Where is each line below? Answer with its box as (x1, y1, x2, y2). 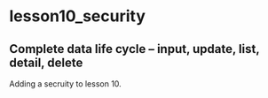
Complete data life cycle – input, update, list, (9, 41, 260, 57)
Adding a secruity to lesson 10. (9, 79, 122, 89)
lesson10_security (9, 6, 146, 26)
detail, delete (9, 55, 83, 70)
